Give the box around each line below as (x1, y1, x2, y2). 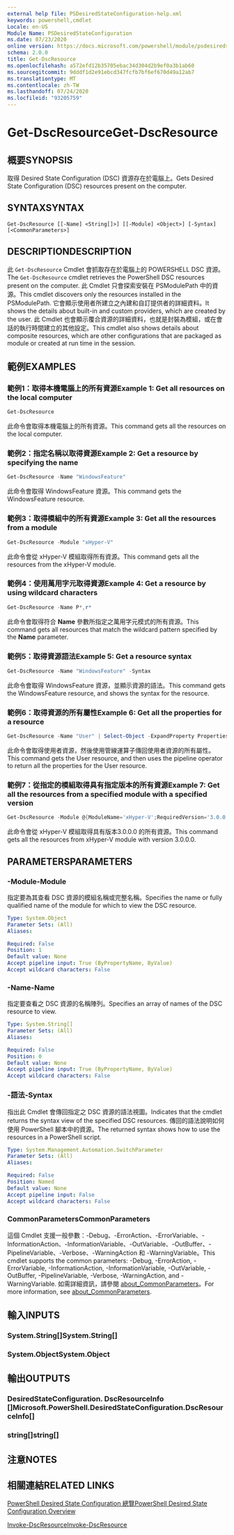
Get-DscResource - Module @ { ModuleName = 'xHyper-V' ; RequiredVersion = (7, 814, 208, 821)
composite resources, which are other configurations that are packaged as (7, 331, 221, 339)
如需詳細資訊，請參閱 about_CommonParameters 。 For (58, 1279, 214, 1288)
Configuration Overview (7, 1507, 76, 1515)
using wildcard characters (7, 588, 98, 598)
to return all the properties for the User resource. (7, 762, 148, 770)
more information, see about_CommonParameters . (7, 1287, 152, 1295)
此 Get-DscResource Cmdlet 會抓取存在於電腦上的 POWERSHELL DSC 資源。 (7, 265, 225, 273)
